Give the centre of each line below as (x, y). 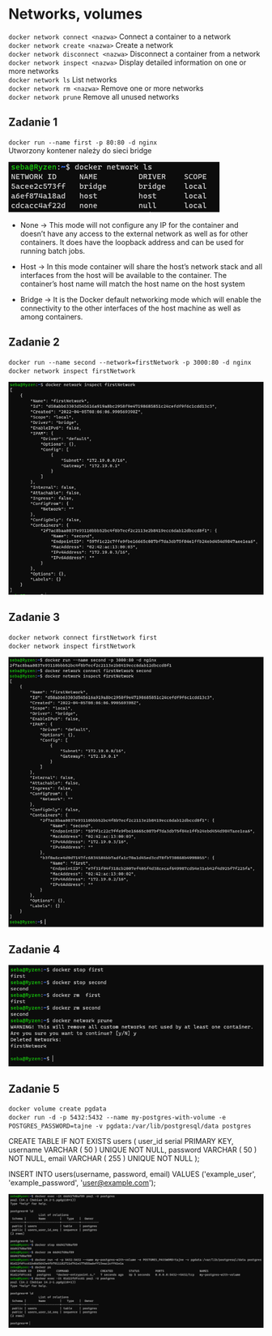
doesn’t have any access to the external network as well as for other (134, 233)
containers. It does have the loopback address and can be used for (132, 242)
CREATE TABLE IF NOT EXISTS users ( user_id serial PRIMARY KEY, (121, 1141)
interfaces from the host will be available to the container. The (123, 275)
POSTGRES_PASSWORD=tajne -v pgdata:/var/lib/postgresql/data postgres (130, 1126)
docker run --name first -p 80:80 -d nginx (83, 143)
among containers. (51, 316)
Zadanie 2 (34, 343)
